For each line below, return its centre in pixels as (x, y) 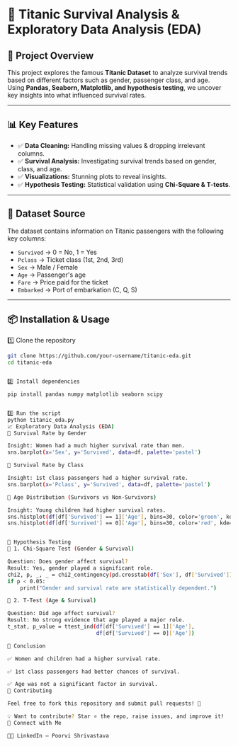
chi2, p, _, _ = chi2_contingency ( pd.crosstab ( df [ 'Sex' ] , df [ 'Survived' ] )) (121, 575)
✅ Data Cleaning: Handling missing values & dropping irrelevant (111, 145)
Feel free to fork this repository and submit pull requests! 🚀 (104, 704)
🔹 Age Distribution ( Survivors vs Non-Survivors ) (82, 497)
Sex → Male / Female (48, 267)
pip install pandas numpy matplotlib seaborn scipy (85, 395)
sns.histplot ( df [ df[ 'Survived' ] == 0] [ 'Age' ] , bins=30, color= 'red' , (112, 523)
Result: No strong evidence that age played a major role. (96, 620)
